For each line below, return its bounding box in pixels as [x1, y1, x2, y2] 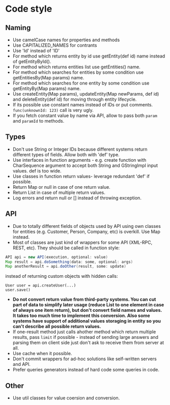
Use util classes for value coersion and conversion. [12, 395, 120, 401]
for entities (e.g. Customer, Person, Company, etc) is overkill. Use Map [12, 228, 160, 235]
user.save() [5, 287, 31, 293]
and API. [12, 361, 31, 367]
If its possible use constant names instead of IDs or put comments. [12, 102, 153, 107]
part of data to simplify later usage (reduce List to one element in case [12, 302, 164, 308]
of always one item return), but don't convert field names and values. [12, 307, 162, 313]
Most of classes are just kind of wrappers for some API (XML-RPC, [12, 239, 153, 245]
